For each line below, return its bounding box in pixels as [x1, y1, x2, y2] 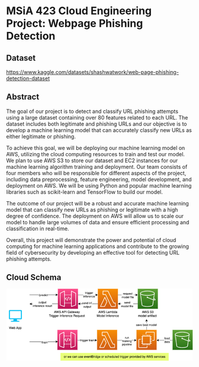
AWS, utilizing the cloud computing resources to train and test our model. [6, 150, 185, 157]
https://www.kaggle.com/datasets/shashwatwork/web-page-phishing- [6, 69, 179, 75]
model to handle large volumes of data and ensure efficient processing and [6, 218, 190, 226]
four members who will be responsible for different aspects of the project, [6, 169, 187, 176]
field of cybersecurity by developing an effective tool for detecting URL [6, 249, 179, 256]
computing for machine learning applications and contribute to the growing [6, 243, 190, 250]
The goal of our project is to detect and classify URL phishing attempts [6, 108, 179, 115]
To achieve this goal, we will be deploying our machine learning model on [6, 144, 185, 152]
